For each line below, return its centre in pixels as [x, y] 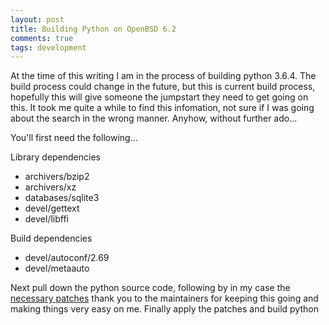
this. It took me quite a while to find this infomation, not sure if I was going [162, 108]
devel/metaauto [57, 268]
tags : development [48, 47]
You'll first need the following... [74, 138]
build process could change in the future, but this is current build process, [163, 87]
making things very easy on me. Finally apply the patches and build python [164, 309]
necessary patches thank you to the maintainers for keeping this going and [164, 298]
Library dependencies [55, 157]
